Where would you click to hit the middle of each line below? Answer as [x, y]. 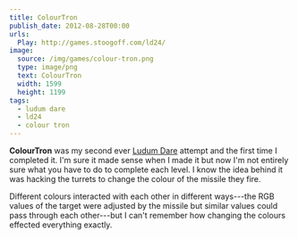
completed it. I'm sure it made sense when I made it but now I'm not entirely [149, 160]
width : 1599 [40, 84]
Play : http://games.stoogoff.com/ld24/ [92, 42]
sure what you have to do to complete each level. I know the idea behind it [146, 169]
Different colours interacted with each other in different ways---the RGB [142, 196]
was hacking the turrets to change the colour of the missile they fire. [135, 179]
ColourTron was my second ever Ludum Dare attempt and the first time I [143, 151]
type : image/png [47, 68]
